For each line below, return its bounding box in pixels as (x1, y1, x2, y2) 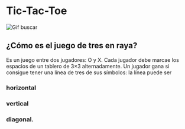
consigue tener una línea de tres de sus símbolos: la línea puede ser (6, 69, 172, 76)
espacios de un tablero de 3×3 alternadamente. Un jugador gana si (6, 62, 170, 70)
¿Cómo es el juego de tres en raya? (6, 41, 138, 51)
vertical (6, 99, 29, 107)
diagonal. (6, 115, 34, 123)
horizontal (6, 84, 37, 92)
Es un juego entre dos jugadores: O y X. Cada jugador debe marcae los (6, 56, 179, 63)
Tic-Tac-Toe (6, 4, 67, 18)
